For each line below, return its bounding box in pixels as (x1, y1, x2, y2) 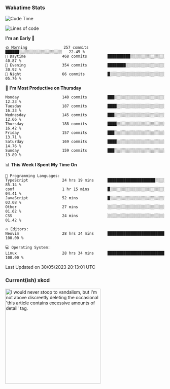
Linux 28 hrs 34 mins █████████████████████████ (5, 251, 165, 256)
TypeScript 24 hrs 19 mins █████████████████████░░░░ (5, 178, 165, 183)
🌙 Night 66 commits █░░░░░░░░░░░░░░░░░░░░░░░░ (5, 72, 165, 77)
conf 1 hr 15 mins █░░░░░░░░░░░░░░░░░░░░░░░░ (5, 187, 165, 192)
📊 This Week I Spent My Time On (5, 162, 77, 168)
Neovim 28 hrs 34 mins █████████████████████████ (5, 231, 165, 236)
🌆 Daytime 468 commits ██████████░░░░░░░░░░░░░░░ (5, 54, 165, 59)
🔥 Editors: (5, 227, 29, 232)
